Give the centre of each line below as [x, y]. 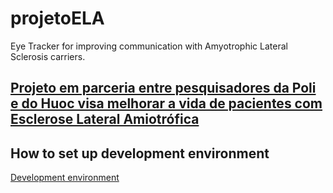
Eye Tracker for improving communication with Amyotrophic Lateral [149, 46]
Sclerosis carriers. [48, 56]
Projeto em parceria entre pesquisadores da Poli [163, 88]
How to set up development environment [140, 153]
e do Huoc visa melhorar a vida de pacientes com [166, 103]
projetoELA [57, 18]
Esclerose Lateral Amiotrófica [105, 119]
